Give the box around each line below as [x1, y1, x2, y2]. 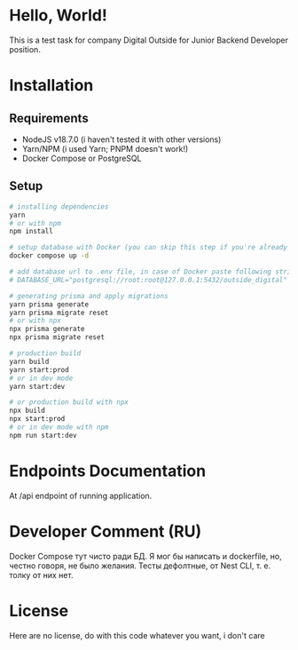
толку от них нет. [9, 569, 74, 580]
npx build [9, 406, 46, 416]
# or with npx [9, 316, 62, 325]
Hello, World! [9, 5, 108, 26]
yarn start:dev [9, 382, 66, 391]
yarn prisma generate [9, 299, 90, 309]
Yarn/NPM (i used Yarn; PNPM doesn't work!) [21, 143, 189, 154]
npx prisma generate [9, 325, 86, 334]
